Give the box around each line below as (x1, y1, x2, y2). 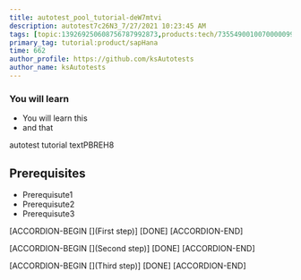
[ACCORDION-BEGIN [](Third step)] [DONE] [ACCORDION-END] (9, 260, 246, 271)
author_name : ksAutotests (9, 64, 106, 72)
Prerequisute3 (21, 208, 75, 219)
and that (21, 123, 54, 133)
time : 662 (9, 47, 47, 55)
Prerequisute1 (21, 189, 73, 199)
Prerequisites (9, 165, 86, 181)
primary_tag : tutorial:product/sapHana (9, 38, 159, 47)
